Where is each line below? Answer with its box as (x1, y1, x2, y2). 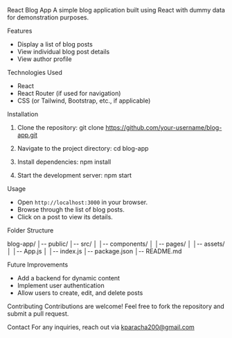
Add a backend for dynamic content (17, 274, 120, 282)
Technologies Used (7, 69, 62, 76)
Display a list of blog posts (17, 40, 93, 48)
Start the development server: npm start (17, 171, 132, 179)
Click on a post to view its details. (17, 213, 113, 221)
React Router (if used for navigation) (17, 90, 121, 97)
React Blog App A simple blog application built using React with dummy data (7, 6, 225, 14)
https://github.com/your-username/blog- (105, 124, 222, 131)
